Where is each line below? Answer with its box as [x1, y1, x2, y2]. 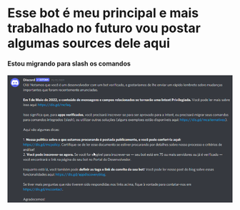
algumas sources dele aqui [7, 36, 170, 51]
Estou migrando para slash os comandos [7, 59, 131, 68]
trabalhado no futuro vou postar [7, 20, 201, 36]
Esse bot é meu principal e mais [7, 5, 199, 21]
